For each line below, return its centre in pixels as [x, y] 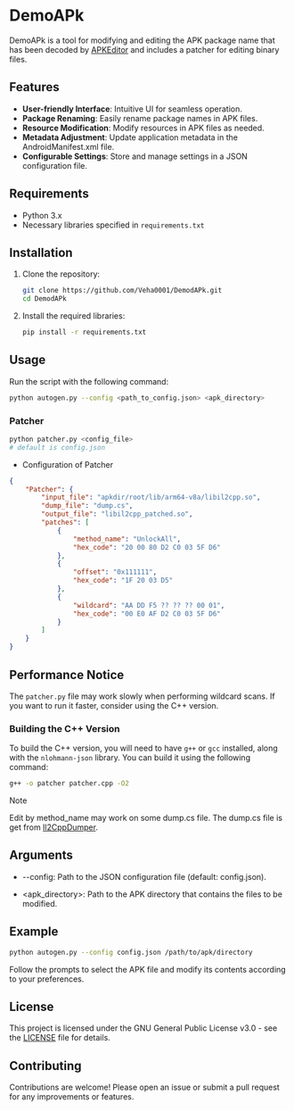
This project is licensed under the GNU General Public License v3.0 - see [143, 1028]
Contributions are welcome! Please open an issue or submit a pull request [145, 1087]
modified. [40, 903]
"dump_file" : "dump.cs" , [87, 506]
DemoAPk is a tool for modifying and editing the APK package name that [143, 40]
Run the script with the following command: [89, 381]
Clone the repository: [61, 274]
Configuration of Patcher [68, 464]
